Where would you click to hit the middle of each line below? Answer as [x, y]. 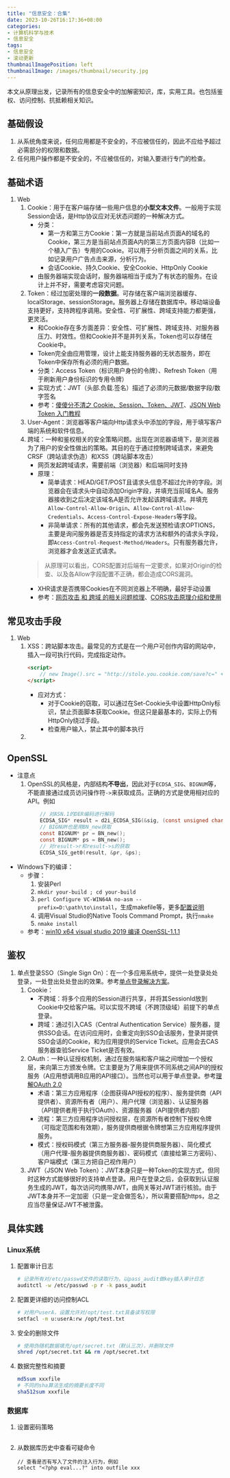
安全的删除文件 [38, 1332]
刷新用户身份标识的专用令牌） [86, 379]
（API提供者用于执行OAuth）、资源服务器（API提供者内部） [120, 1111]
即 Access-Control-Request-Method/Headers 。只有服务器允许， [135, 543]
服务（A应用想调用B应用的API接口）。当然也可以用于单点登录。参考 [122, 1076]
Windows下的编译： [45, 867]
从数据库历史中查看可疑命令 [56, 1448]
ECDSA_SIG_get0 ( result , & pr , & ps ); [91, 852]
